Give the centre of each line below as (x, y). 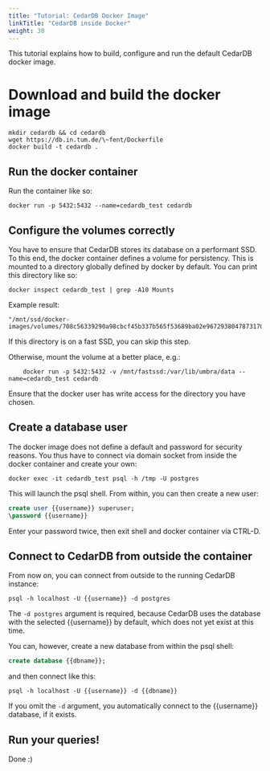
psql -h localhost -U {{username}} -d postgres (90, 599)
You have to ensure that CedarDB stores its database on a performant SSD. (133, 249)
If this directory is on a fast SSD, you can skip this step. (100, 341)
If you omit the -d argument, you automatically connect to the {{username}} (133, 706)
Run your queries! (54, 740)
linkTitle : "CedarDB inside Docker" (70, 23)
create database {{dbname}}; (57, 661)
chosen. (22, 402)
